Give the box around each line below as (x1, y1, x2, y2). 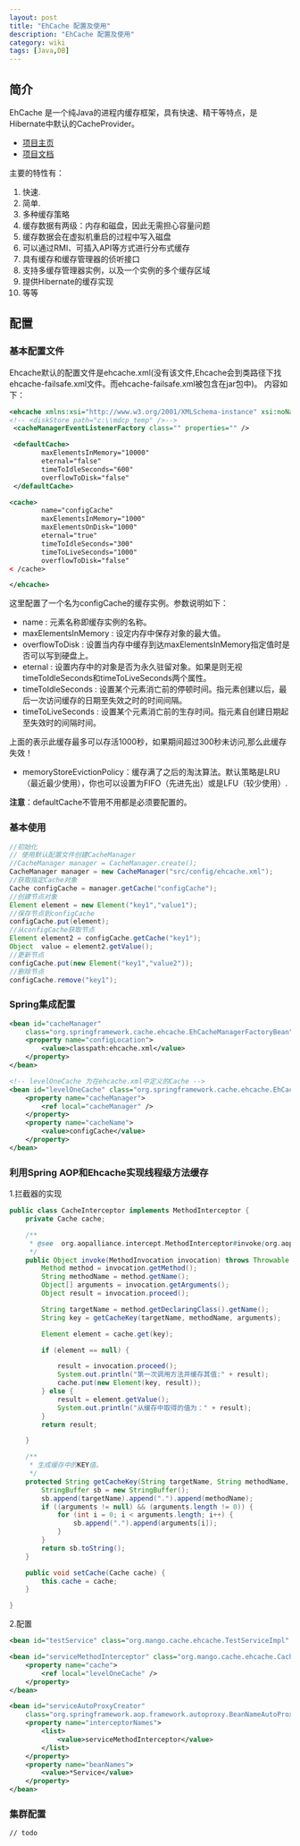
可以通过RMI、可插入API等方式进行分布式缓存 (21, 242, 190, 253)
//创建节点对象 (9, 892, 58, 901)
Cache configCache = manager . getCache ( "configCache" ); (9, 883, 218, 893)
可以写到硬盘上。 (29, 651, 94, 661)
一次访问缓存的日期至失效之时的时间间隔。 (29, 695, 187, 706)
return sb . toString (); (41, 1544, 126, 1553)
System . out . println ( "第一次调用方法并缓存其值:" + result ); (56, 1370, 270, 1379)
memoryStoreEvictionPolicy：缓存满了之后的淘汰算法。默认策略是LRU (21, 767, 280, 778)
